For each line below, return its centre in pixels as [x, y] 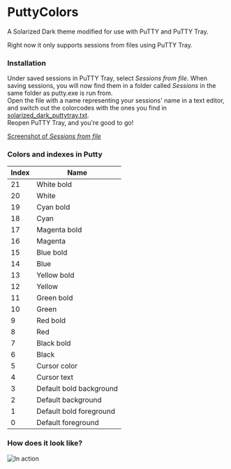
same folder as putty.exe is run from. [60, 93]
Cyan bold [53, 207]
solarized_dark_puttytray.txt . [48, 115]
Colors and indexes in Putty [55, 154]
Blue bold [52, 252]
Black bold [54, 343]
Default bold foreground [76, 411]
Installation [27, 63]
